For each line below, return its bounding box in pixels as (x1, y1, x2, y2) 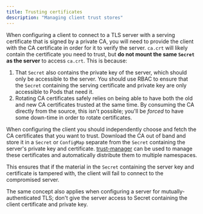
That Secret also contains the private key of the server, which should (15, 69, 187, 76)
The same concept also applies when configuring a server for (6, 187, 161, 195)
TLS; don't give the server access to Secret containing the (42, 194, 188, 201)
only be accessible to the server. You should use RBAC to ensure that (15, 75, 188, 82)
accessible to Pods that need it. (15, 88, 94, 95)
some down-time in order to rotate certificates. (15, 113, 132, 121)
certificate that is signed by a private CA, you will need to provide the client (6, 38, 194, 45)
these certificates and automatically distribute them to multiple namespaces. (6, 151, 198, 158)
